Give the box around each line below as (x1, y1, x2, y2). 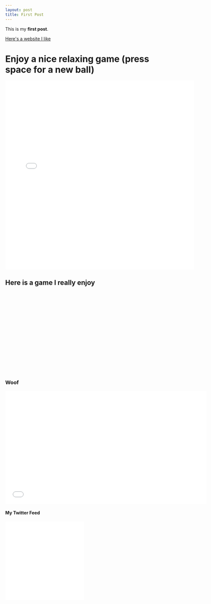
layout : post (5, 7, 33, 13)
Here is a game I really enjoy (5, 278, 95, 287)
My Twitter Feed (5, 510, 40, 516)
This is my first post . (5, 26, 49, 32)
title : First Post (5, 12, 44, 17)
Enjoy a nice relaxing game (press (5, 53, 150, 64)
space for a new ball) (5, 64, 95, 75)
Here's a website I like (5, 36, 51, 42)
